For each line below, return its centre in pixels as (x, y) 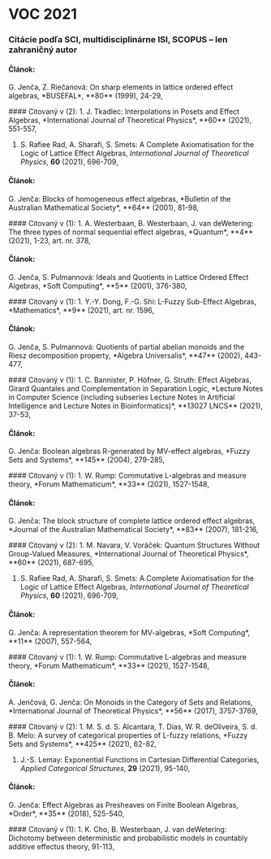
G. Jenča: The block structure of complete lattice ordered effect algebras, (132, 521)
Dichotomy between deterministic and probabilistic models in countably (128, 838)
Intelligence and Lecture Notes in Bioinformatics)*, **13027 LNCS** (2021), (136, 406)
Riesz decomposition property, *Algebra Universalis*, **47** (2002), (126, 355)
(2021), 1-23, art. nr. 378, (49, 240)
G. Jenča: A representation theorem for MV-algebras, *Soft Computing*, (129, 632)
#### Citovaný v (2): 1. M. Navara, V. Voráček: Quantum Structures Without (134, 545)
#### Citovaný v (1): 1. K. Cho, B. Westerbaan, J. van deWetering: (118, 829)
